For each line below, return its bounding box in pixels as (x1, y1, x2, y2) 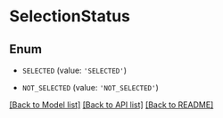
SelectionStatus (9, 6, 131, 27)
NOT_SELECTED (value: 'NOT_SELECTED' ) (21, 83, 159, 92)
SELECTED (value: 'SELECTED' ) (21, 65, 128, 75)
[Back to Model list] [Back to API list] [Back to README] (9, 99, 214, 110)
